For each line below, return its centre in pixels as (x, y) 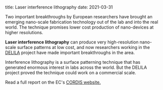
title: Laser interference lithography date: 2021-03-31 (59, 7)
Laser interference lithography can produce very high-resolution (72, 42)
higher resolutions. (24, 32)
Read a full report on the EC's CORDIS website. (53, 82)
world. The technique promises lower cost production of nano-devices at (80, 27)
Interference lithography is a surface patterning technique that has (73, 62)
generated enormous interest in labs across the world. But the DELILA (76, 67)
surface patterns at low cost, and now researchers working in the (83, 47)
